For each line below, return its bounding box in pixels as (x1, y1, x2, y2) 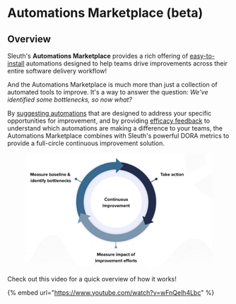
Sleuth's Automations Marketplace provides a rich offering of (7, 51, 189, 60)
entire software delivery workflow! (7, 67, 107, 75)
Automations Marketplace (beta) (7, 5, 203, 21)
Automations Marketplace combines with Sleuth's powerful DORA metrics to (7, 132, 230, 140)
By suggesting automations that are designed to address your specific (7, 109, 212, 117)
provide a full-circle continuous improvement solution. (7, 139, 165, 147)
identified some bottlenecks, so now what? (7, 95, 133, 104)
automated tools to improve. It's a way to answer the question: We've (7, 88, 208, 96)
